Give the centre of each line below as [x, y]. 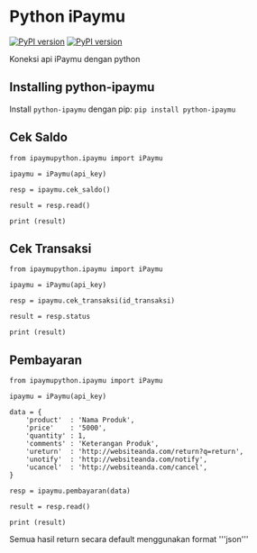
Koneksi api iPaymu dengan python [75, 59]
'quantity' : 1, [56, 436]
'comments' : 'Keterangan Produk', [92, 444]
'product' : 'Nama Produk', [80, 421]
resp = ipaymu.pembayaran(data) [70, 491]
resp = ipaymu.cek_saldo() [60, 190]
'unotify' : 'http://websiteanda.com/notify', [116, 460]
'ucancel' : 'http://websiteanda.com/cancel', [116, 467]
